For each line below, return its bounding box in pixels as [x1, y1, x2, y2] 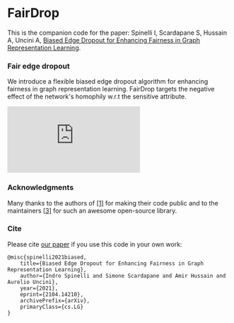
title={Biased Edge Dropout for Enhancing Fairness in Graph [20, 260, 204, 267]
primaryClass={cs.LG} [20, 303, 83, 310]
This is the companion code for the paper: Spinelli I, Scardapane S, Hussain [7, 28, 228, 37]
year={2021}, [20, 285, 59, 292]
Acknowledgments [7, 183, 74, 193]
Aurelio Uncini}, [7, 278, 59, 285]
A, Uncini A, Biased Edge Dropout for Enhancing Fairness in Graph [7, 35, 200, 44]
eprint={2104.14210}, [20, 290, 83, 298]
